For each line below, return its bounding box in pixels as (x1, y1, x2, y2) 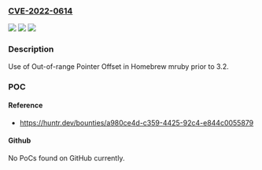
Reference (8, 100, 43, 110)
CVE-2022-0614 (8, 5, 73, 16)
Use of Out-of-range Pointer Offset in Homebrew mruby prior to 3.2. (8, 61, 230, 71)
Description (8, 44, 54, 55)
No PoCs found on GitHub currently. (8, 153, 125, 162)
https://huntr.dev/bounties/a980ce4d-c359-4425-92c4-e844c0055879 (19, 118, 254, 127)
